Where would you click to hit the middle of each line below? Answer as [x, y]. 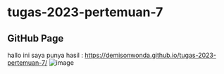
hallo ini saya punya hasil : [45, 55]
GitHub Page [36, 38]
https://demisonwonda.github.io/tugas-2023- [150, 55]
